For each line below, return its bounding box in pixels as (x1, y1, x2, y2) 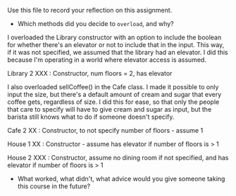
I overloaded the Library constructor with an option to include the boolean (7, 33, 222, 41)
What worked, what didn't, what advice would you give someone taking (17, 175, 225, 183)
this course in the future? (17, 182, 91, 190)
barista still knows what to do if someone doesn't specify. (7, 112, 175, 121)
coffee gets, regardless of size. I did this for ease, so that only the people (7, 98, 220, 106)
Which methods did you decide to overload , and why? (17, 20, 174, 27)
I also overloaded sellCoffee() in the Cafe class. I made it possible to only (7, 83, 219, 91)
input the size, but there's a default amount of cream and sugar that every (7, 91, 222, 98)
